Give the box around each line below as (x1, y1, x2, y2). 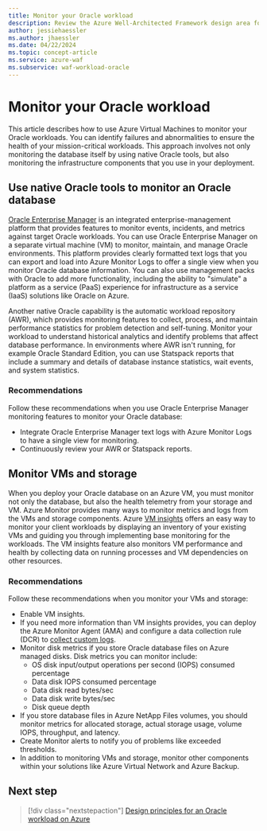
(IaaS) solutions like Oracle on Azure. (8, 291, 130, 300)
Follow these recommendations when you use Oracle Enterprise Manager (8, 403, 249, 412)
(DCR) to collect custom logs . (19, 634, 117, 644)
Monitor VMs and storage (8, 467, 137, 481)
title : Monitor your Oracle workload (8, 11, 133, 20)
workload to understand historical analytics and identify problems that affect (8, 331, 258, 341)
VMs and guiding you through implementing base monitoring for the (8, 530, 230, 540)
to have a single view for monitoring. (19, 435, 139, 445)
